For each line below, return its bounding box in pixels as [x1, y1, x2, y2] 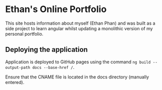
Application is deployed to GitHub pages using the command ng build [5, 59, 151, 65]
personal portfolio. [5, 31, 44, 37]
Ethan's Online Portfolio [5, 4, 107, 15]
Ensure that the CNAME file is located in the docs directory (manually [5, 74, 149, 80]
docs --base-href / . [32, 64, 75, 70]
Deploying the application [5, 45, 88, 54]
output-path [5, 65, 30, 70]
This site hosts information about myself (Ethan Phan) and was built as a [5, 20, 155, 26]
